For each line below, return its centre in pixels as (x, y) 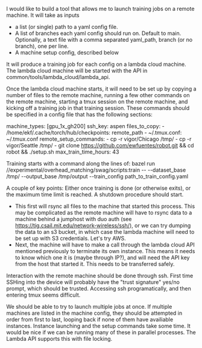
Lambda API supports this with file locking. (59, 339)
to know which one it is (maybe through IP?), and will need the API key (102, 257)
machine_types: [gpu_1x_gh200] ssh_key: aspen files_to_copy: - (85, 126)
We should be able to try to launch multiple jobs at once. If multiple (89, 307)
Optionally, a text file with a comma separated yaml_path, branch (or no (104, 40)
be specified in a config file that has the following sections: (79, 114)
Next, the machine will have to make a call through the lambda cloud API (105, 245)
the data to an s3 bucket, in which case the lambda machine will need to (105, 232)
